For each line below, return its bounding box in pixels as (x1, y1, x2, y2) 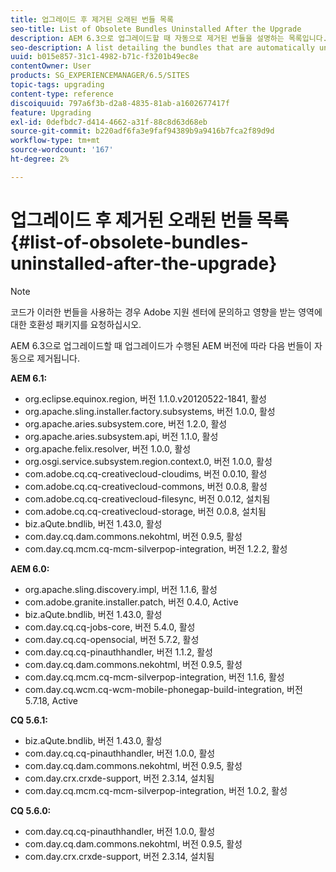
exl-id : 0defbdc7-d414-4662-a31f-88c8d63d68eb (10, 117, 208, 127)
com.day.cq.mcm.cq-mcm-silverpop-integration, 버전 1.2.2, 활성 (24, 542, 288, 555)
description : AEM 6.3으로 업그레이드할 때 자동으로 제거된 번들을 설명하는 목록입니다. (10, 33, 328, 43)
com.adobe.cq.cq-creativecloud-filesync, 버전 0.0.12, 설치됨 (24, 492, 271, 505)
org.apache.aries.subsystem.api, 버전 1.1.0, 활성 (24, 430, 219, 442)
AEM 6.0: (10, 562, 50, 575)
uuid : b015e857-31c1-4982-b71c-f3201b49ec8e (10, 52, 199, 62)
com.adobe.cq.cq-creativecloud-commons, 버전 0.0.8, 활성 (24, 480, 268, 492)
